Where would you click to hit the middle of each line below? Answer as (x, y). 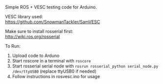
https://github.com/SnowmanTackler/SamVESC (53, 22)
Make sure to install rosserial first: (39, 31)
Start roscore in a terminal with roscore (52, 61)
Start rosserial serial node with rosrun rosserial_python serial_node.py (85, 66)
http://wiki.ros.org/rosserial (33, 37)
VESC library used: (24, 16)
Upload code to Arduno (36, 56)
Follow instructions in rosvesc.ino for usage (56, 76)
